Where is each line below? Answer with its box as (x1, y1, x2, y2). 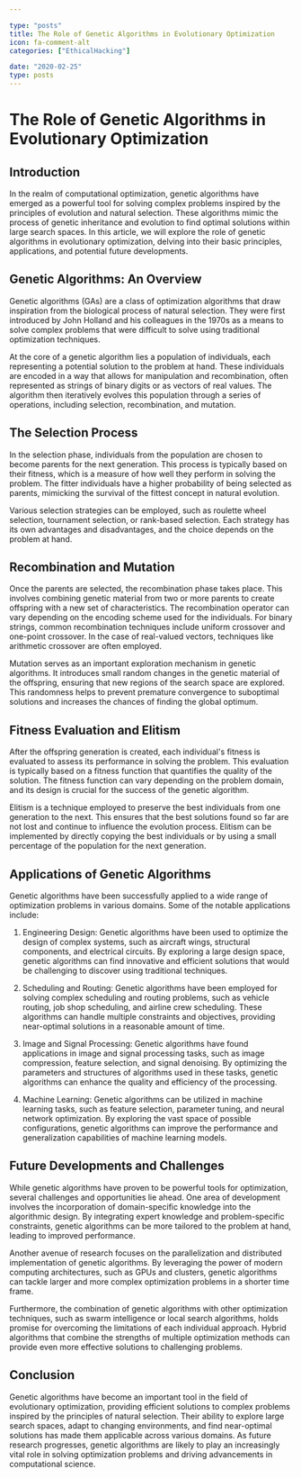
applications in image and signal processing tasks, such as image (22, 1048, 265, 1059)
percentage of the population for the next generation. (9, 841, 207, 852)
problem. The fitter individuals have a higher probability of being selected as (9, 478, 292, 489)
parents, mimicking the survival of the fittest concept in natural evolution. (9, 487, 280, 498)
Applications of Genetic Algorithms (9, 866, 211, 882)
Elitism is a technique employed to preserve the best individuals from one (9, 802, 281, 813)
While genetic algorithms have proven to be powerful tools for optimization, (9, 1182, 288, 1193)
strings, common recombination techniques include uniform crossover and (9, 622, 286, 633)
